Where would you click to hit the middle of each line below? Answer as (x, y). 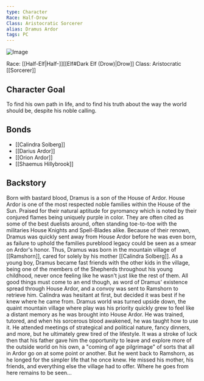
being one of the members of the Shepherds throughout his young (90, 269)
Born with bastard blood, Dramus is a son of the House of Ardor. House (96, 198)
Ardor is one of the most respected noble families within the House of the (98, 204)
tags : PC (17, 35)
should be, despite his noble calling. (51, 110)
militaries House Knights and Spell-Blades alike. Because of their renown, (98, 230)
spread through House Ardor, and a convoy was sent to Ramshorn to (92, 288)
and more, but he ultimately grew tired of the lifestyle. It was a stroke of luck (102, 333)
